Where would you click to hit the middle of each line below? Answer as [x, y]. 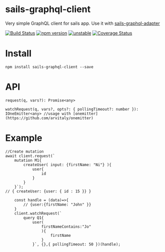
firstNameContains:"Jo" [66, 226]
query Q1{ [34, 218]
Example [24, 138]
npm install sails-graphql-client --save [49, 67]
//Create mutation [24, 152]
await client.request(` [30, 156]
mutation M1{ [28, 160]
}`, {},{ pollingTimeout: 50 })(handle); [76, 244]
